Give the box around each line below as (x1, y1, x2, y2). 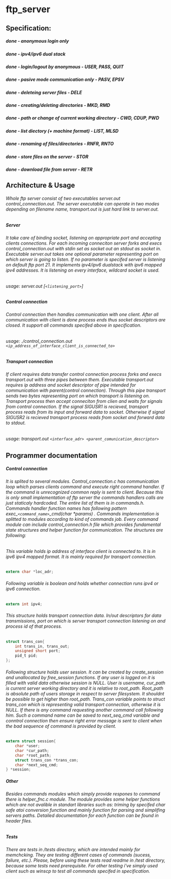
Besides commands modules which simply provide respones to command (6, 791, 160, 797)
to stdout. (6, 420, 26, 426)
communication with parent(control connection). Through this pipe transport (6, 388, 166, 394)
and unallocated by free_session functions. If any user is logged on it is (6, 674, 155, 680)
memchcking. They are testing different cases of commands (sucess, (6, 852, 151, 858)
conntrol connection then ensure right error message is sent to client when (6, 717, 162, 723)
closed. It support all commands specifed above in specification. (6, 322, 142, 329)
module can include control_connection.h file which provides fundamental (6, 521, 161, 528)
